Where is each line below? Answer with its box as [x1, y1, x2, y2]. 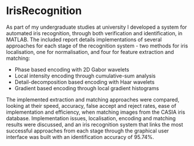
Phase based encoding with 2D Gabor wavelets [14, 66, 130, 73]
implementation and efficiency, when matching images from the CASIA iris [6, 108, 186, 116]
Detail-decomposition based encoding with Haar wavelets [14, 78, 155, 86]
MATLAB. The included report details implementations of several [6, 36, 162, 43]
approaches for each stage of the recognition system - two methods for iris [6, 42, 189, 49]
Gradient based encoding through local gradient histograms [14, 84, 159, 91]
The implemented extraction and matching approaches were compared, [6, 96, 180, 103]
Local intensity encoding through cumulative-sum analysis [14, 72, 156, 79]
